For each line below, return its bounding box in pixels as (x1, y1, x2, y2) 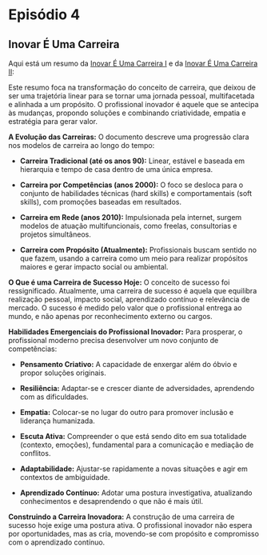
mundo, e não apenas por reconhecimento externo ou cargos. (8, 312, 213, 321)
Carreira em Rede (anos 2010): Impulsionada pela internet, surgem (19, 213, 242, 222)
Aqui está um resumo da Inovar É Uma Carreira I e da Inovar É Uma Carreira (8, 58, 258, 68)
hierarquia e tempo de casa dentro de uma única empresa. (19, 165, 213, 174)
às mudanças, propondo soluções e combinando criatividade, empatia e (8, 108, 246, 118)
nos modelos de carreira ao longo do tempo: (8, 141, 155, 150)
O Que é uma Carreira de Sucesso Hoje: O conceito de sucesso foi (8, 277, 230, 287)
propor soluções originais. (19, 368, 106, 377)
